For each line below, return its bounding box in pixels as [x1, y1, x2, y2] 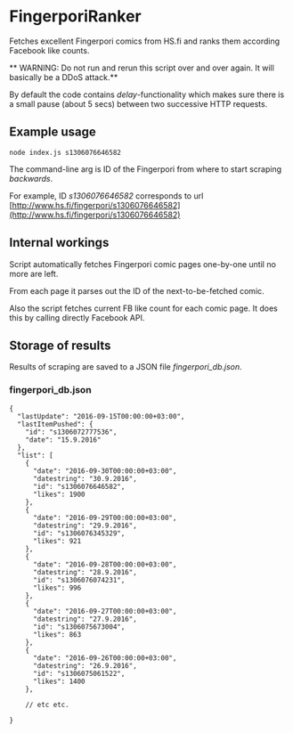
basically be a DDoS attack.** [9, 71, 118, 82]
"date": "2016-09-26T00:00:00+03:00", [32, 653, 177, 663]
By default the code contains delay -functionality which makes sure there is [9, 89, 285, 100]
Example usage [9, 125, 96, 140]
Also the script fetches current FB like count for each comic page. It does [9, 303, 278, 314]
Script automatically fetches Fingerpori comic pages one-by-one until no [9, 258, 276, 269]
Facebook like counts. [9, 45, 90, 55]
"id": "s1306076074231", [32, 575, 126, 584]
